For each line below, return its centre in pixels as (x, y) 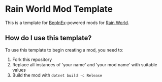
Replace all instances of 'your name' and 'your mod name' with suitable (85, 64)
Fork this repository (32, 59)
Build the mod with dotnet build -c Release (57, 75)
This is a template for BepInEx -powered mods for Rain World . (67, 23)
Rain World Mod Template (59, 9)
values (19, 70)
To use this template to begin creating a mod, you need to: (64, 50)
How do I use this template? (49, 38)
